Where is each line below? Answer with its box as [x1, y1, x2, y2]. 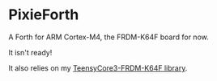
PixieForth [8, 6, 79, 24]
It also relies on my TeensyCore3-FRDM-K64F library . [8, 63, 188, 73]
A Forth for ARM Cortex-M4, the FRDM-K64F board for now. [8, 32, 209, 42]
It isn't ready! [8, 47, 53, 57]
